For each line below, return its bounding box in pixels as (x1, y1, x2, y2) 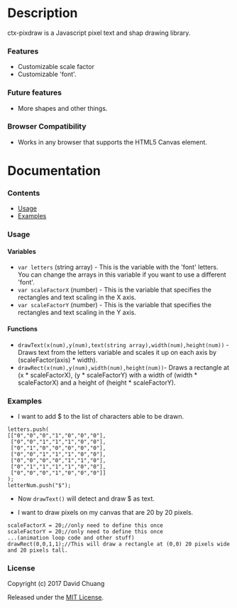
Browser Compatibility (7, 122, 87, 132)
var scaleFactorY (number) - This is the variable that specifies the (17, 301, 211, 309)
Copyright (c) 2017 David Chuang (7, 580, 105, 588)
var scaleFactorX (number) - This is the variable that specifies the (17, 286, 211, 294)
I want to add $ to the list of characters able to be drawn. (17, 412, 184, 420)
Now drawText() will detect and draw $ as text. (17, 494, 155, 503)
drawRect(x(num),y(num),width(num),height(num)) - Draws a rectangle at (17, 363, 229, 371)
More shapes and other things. (17, 104, 108, 112)
